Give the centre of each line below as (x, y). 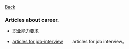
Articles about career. (32, 20)
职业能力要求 (25, 31)
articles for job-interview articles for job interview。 (69, 42)
